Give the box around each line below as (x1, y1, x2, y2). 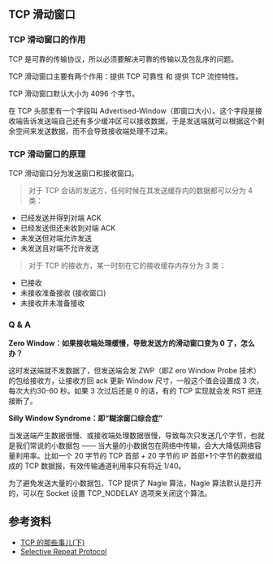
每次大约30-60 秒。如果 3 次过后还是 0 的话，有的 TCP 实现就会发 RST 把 (8, 386, 256, 396)
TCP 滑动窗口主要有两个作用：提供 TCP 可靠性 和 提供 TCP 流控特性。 (8, 71, 243, 81)
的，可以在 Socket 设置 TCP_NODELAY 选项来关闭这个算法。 (8, 489, 212, 498)
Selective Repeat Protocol (19, 547, 107, 557)
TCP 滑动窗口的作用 (8, 34, 86, 45)
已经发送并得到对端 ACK (19, 213, 102, 222)
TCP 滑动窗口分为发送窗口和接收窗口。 (8, 168, 139, 178)
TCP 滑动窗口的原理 (8, 149, 86, 160)
